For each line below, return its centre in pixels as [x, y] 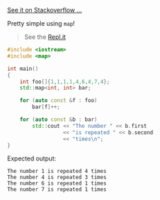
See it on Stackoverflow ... [45, 10]
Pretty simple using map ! [41, 23]
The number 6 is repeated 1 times [57, 183]
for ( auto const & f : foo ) [59, 101]
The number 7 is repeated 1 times [57, 190]
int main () [23, 69]
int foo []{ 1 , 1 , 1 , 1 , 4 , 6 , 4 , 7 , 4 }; [65, 82]
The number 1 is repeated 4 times [57, 172]
